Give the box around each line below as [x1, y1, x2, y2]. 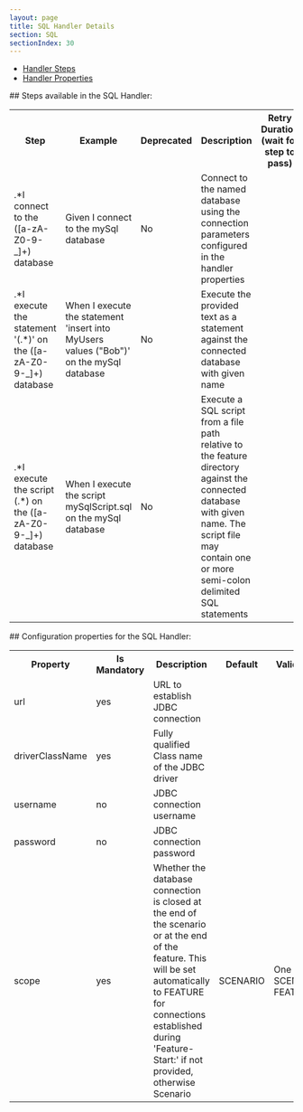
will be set [152, 964, 197, 976]
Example [79, 135, 118, 147]
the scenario [152, 919, 207, 931]
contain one [200, 551, 252, 564]
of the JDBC [152, 761, 206, 774]
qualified [152, 739, 191, 751]
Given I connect [65, 212, 133, 224]
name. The [200, 517, 246, 530]
